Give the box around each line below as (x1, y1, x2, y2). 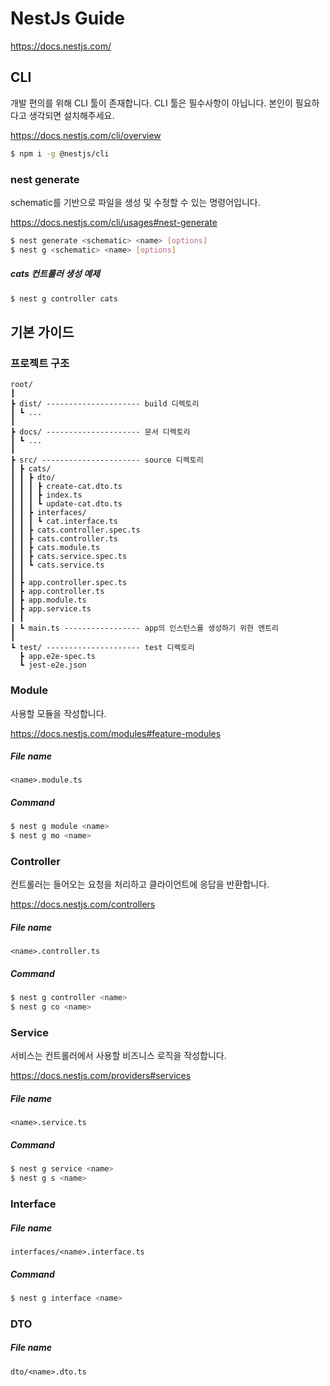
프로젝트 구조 (10, 356, 70, 370)
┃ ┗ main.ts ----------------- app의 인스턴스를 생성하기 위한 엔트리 (10, 623, 279, 634)
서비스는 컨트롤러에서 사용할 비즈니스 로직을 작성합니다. (10, 1050, 227, 1062)
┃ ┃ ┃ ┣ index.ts (10, 490, 83, 501)
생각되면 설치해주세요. (28, 109, 115, 121)
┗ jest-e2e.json (19, 660, 87, 671)
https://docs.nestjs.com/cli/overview (10, 129, 162, 141)
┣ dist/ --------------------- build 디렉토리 (10, 399, 200, 409)
